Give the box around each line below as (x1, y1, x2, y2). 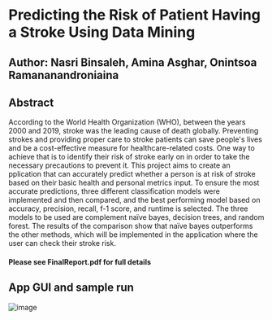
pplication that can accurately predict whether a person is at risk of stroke (8, 169, 256, 179)
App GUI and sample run (8, 281, 134, 295)
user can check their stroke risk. (8, 239, 116, 248)
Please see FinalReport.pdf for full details (8, 256, 152, 266)
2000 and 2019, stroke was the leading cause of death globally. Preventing (8, 126, 259, 136)
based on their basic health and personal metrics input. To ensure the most (8, 178, 260, 188)
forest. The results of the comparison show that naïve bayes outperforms (8, 221, 253, 231)
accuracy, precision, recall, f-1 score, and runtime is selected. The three (8, 204, 248, 213)
